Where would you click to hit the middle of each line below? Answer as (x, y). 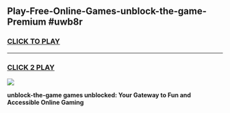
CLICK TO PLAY (34, 42)
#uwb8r (66, 22)
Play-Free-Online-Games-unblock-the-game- (107, 11)
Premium (27, 22)
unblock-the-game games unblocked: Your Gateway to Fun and (99, 95)
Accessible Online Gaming (46, 102)
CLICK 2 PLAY (31, 67)
